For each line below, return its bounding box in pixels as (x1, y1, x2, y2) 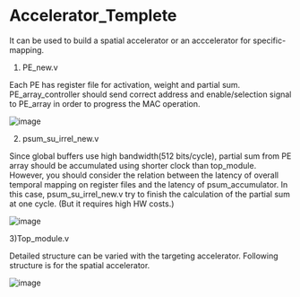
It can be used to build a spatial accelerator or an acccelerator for (9, 35, 252, 46)
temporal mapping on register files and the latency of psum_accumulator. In (9, 179, 288, 189)
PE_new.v (21, 62, 58, 73)
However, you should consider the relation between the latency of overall (9, 170, 279, 180)
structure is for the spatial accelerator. (9, 259, 150, 270)
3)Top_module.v (9, 232, 70, 243)
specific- (253, 35, 287, 46)
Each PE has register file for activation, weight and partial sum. (9, 79, 241, 90)
